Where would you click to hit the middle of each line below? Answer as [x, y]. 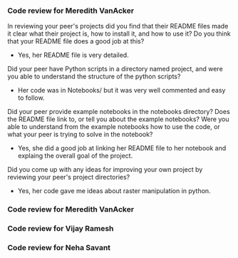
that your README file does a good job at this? [76, 41]
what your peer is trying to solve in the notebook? [80, 135]
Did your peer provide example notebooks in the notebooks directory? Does [119, 112]
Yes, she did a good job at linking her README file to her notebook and [122, 148]
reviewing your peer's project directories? [69, 177]
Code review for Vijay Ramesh [61, 229]
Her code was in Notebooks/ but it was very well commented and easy [121, 91]
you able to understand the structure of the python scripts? [94, 76]
